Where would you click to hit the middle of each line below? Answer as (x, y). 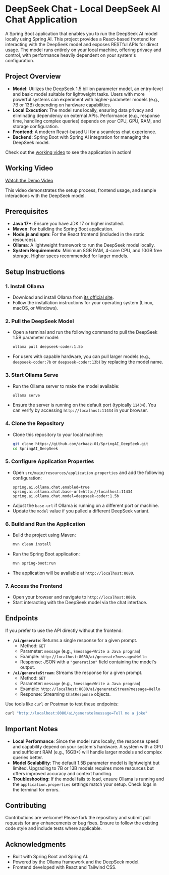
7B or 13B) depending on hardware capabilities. (62, 105)
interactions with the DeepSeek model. (45, 195)
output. (27, 667)
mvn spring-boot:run (34, 563)
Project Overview (33, 76)
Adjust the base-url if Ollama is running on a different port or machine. (86, 505)
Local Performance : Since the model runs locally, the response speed (86, 741)
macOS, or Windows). (35, 308)
